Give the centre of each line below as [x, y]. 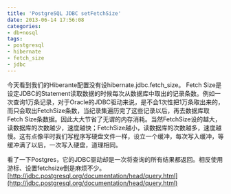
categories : [24, 26]
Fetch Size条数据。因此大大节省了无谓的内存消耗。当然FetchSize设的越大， [114, 119]
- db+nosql [23, 33]
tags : [15, 39]
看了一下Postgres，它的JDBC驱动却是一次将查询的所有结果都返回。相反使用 [115, 159]
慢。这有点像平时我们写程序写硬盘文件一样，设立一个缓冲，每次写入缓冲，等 [115, 136]
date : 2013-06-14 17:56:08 [46, 20]
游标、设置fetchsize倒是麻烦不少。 [56, 168]
